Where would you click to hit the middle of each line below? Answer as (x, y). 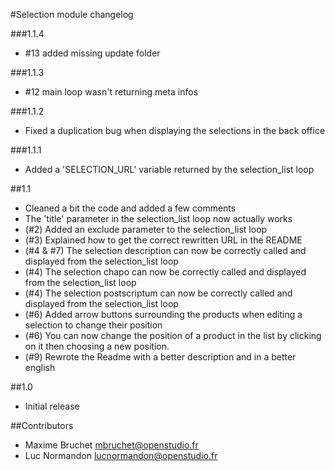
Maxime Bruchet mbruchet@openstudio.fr (111, 445)
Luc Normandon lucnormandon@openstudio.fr (121, 455)
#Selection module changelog (72, 14)
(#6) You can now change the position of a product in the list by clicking (173, 335)
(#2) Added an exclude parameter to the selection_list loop (146, 229)
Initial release (52, 406)
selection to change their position (93, 325)
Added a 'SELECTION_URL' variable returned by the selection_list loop (169, 169)
